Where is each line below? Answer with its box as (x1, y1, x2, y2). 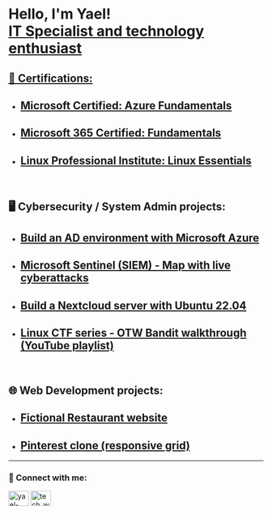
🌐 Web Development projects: (8, 383, 164, 397)
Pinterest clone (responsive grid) (19, 438, 190, 453)
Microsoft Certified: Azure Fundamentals (19, 99, 232, 112)
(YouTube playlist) (19, 339, 115, 352)
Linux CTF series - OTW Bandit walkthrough (19, 327, 247, 340)
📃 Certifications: (8, 71, 93, 85)
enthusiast (8, 40, 83, 57)
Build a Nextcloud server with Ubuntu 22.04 (19, 298, 247, 312)
